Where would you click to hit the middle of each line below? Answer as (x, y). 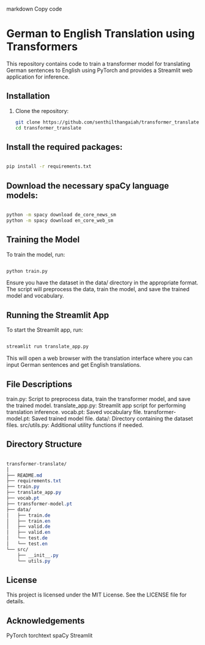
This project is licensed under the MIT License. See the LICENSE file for (97, 595)
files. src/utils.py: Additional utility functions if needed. (75, 425)
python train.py (27, 271)
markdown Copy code (34, 9)
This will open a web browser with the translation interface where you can (99, 358)
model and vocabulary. (35, 296)
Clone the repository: (42, 111)
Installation (28, 96)
